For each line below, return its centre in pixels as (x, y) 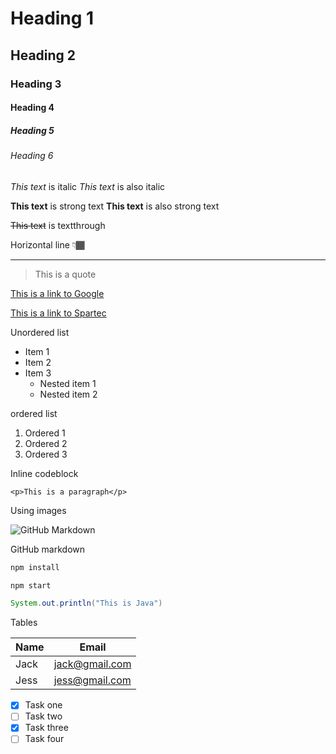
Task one (43, 705)
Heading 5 (32, 130)
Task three (46, 728)
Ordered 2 (46, 443)
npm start (31, 585)
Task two (43, 716)
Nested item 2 (68, 394)
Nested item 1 (68, 383)
